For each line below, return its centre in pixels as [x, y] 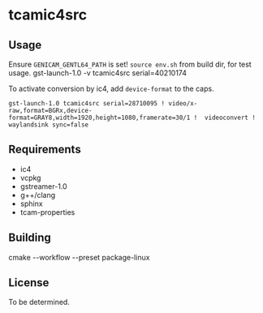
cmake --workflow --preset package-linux [79, 257]
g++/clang [38, 195]
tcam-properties [47, 212]
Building [30, 238]
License [29, 283]
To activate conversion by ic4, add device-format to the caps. [111, 88]
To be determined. [39, 302]
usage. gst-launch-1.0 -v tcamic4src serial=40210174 [98, 73]
